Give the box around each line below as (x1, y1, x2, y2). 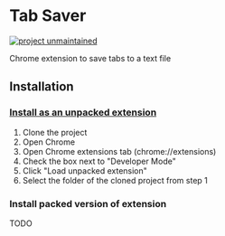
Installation (9, 79, 74, 95)
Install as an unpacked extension (9, 106, 157, 118)
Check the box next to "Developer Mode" (22, 156, 176, 166)
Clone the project (22, 127, 88, 137)
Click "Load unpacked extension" (22, 165, 147, 176)
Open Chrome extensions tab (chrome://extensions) (22, 146, 217, 156)
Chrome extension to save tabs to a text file (9, 52, 172, 63)
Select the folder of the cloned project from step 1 (22, 175, 208, 185)
